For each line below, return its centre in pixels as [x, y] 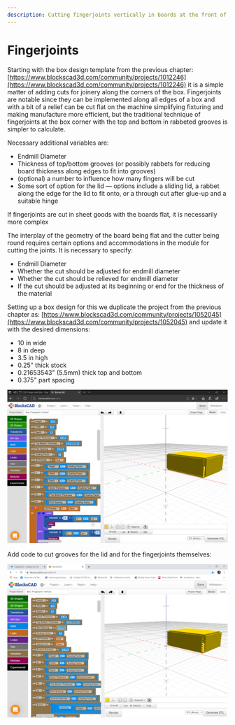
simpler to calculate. [36, 129]
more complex [28, 222]
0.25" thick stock [42, 365]
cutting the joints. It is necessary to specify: [70, 250]
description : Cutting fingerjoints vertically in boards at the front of [117, 15]
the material [35, 293]
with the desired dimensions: [49, 329]
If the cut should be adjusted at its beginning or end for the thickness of [121, 286]
